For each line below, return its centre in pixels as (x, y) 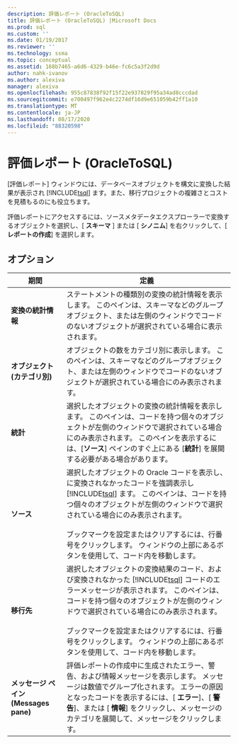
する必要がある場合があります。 (119, 459)
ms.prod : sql (27, 27)
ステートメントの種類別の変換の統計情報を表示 (144, 295)
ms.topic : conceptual (39, 60)
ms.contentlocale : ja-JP (44, 113)
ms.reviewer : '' (31, 47)
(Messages (30, 704)
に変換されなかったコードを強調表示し (130, 483)
